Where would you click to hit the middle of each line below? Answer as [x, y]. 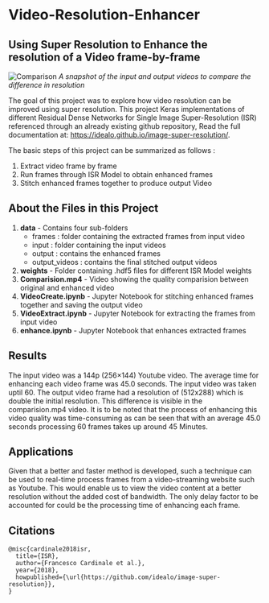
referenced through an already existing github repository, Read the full [124, 126]
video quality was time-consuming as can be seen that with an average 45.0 [134, 418]
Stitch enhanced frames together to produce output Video [116, 183]
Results [28, 356]
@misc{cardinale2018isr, [50, 549]
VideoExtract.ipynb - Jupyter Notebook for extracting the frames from [137, 313]
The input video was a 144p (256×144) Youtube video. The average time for [134, 375]
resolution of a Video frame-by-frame [104, 57]
